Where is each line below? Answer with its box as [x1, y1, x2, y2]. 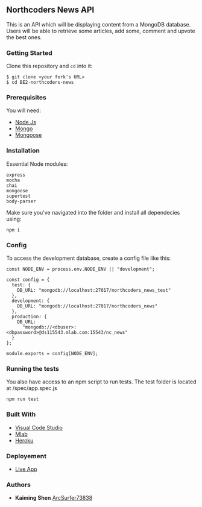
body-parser [6, 198, 36, 204]
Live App [14, 465, 37, 473]
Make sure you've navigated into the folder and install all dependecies [6, 209, 180, 216]
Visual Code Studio [14, 424, 63, 431]
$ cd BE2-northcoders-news [6, 80, 74, 86]
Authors [6, 480, 31, 489]
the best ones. [6, 33, 42, 41]
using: [6, 215, 22, 222]
